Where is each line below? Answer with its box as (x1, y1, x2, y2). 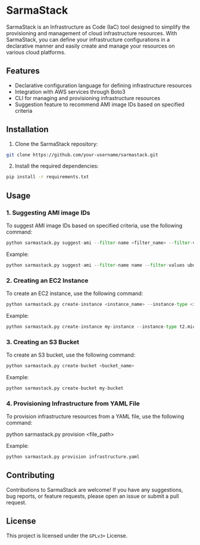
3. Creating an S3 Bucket (6, 337, 79, 346)
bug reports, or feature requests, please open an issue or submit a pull (6, 493, 179, 500)
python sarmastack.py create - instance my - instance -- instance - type (6, 323, 177, 330)
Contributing (6, 470, 55, 481)
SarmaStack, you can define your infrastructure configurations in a (6, 36, 170, 43)
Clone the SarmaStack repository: (14, 140, 98, 147)
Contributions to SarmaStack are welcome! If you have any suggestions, (6, 486, 183, 493)
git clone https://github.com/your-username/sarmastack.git (6, 151, 159, 158)
